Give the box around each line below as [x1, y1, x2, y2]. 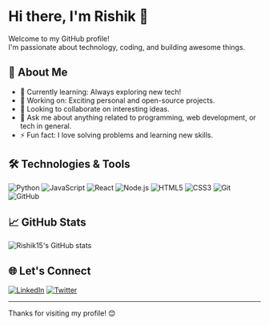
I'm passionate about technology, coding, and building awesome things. [8, 42, 246, 51]
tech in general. [19, 120, 72, 131]
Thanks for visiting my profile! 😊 [8, 308, 116, 318]
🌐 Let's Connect [8, 264, 91, 278]
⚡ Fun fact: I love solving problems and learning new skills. [19, 130, 214, 140]
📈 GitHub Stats [8, 215, 86, 229]
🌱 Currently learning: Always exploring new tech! [19, 87, 182, 96]
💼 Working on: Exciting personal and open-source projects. [19, 96, 215, 105]
